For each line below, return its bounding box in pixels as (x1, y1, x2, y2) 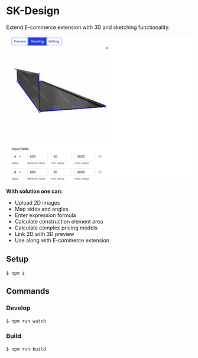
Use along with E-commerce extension (14, 237, 109, 244)
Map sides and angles (14, 205, 69, 213)
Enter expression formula (14, 212, 76, 219)
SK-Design (6, 4, 60, 18)
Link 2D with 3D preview (14, 231, 75, 238)
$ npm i (6, 270, 25, 276)
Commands (6, 286, 50, 296)
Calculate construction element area (14, 218, 103, 225)
